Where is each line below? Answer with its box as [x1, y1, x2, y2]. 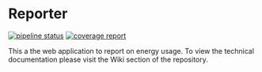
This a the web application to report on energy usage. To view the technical [8, 46, 255, 55]
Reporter [8, 5, 68, 23]
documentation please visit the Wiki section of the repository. [8, 55, 208, 64]
